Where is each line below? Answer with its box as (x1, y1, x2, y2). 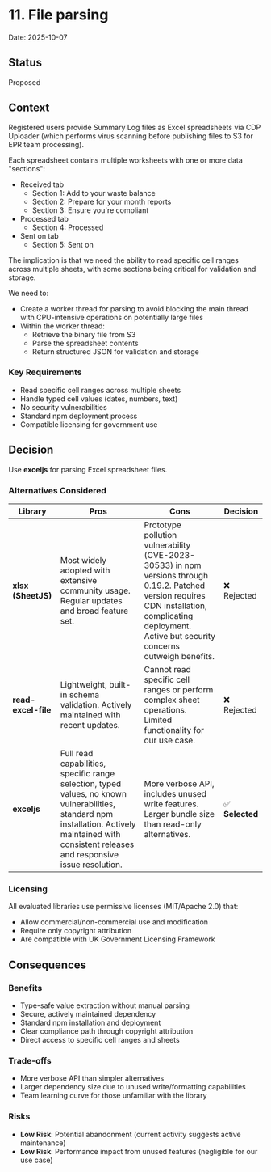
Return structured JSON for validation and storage (31, 346, 199, 357)
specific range (60, 768, 115, 779)
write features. (144, 798, 199, 810)
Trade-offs (8, 1055, 52, 1066)
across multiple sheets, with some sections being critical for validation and (8, 264, 256, 273)
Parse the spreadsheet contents (31, 338, 139, 348)
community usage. (60, 585, 131, 596)
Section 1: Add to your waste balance (31, 188, 156, 197)
